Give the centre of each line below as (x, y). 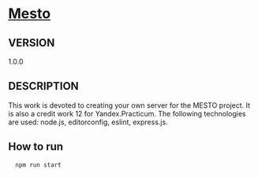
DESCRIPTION (43, 86)
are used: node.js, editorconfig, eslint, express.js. (88, 122)
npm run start (38, 165)
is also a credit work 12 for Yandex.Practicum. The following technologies (127, 113)
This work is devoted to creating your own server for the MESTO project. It (129, 105)
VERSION (32, 43)
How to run (36, 147)
